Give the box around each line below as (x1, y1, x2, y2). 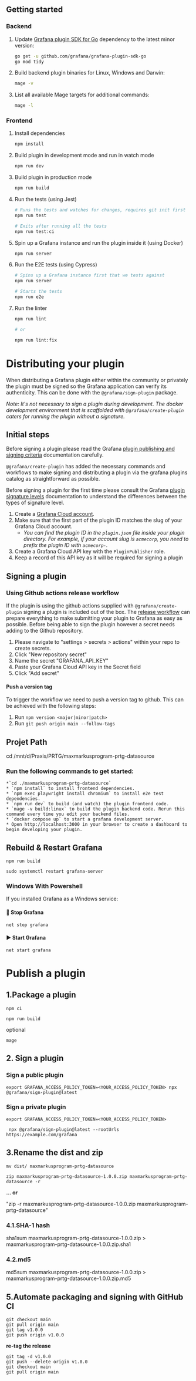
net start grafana (6, 947, 51, 953)
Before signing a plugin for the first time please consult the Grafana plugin (6, 487, 185, 494)
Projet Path (6, 737, 48, 747)
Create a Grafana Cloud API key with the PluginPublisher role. (14, 548, 165, 555)
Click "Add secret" (14, 670, 60, 677)
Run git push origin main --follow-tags (14, 720, 116, 727)
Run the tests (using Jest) (14, 196, 77, 203)
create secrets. (14, 645, 52, 652)
